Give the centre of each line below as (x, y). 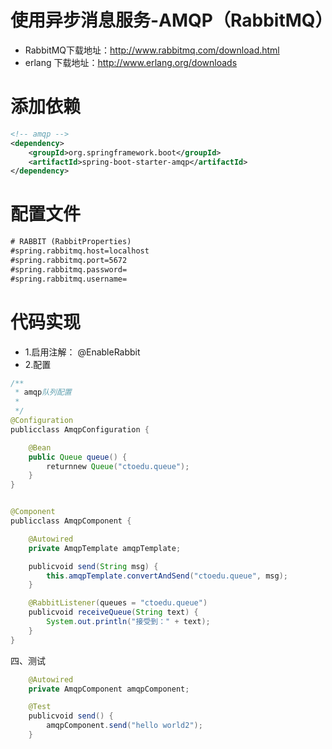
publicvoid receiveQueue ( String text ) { (113, 612)
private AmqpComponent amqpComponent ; (109, 689)
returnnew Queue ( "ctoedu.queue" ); (118, 466)
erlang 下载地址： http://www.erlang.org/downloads (131, 62)
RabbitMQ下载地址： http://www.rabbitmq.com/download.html (152, 50)
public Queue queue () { (78, 457)
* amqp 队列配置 (43, 392)
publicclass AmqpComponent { (71, 521)
